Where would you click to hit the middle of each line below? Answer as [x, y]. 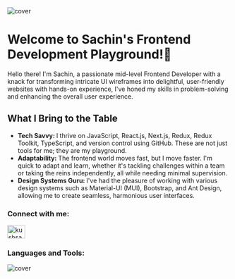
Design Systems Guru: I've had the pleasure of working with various [117, 180]
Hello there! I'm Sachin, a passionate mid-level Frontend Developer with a [114, 74]
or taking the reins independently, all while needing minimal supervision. [122, 173]
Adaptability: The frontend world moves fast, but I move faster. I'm [115, 158]
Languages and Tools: [46, 253]
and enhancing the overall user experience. [71, 96]
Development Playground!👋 [90, 55]
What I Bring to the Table [62, 119]
